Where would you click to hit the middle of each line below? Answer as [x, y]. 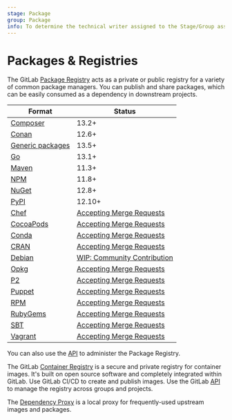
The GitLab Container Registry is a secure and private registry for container [114, 367]
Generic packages [40, 146]
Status [125, 111]
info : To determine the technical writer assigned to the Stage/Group [111, 26]
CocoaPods [30, 224]
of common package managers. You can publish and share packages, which [116, 87]
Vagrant [23, 336]
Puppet [22, 292]
